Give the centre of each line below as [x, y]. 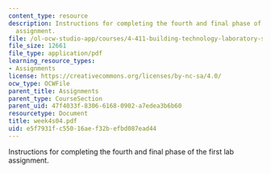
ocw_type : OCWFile [39, 83]
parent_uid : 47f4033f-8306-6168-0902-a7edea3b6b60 [95, 106]
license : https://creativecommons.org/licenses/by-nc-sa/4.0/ [115, 76]
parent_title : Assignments [54, 91]
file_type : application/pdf [56, 53]
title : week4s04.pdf [43, 121]
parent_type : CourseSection [56, 99]
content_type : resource [48, 16]
